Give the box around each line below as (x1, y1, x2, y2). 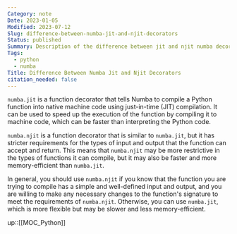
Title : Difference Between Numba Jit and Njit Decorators (7, 69, 181, 76)
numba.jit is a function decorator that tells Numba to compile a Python (7, 95, 213, 104)
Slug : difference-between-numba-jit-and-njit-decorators (7, 30, 178, 37)
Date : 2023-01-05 (7, 17, 59, 24)
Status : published (7, 37, 61, 44)
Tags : (7, 50, 23, 57)
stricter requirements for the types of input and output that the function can (7, 139, 227, 147)
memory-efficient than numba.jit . (7, 161, 104, 170)
